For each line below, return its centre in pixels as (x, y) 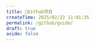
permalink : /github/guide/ (40, 23)
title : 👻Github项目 (30, 12)
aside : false (22, 34)
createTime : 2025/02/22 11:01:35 (48, 17)
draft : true (21, 28)
